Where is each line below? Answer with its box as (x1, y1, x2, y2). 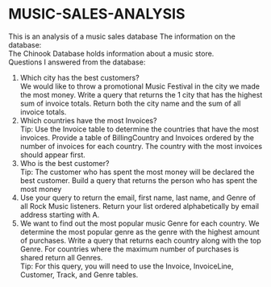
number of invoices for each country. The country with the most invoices (19, 141, 263, 151)
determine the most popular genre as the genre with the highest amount (19, 227, 260, 236)
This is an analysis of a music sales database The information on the (8, 31, 236, 41)
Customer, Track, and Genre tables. (19, 269, 139, 279)
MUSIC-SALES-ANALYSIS (8, 5, 186, 23)
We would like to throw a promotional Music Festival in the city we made (19, 81, 261, 91)
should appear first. (19, 150, 86, 160)
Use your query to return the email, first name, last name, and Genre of (19, 193, 256, 202)
